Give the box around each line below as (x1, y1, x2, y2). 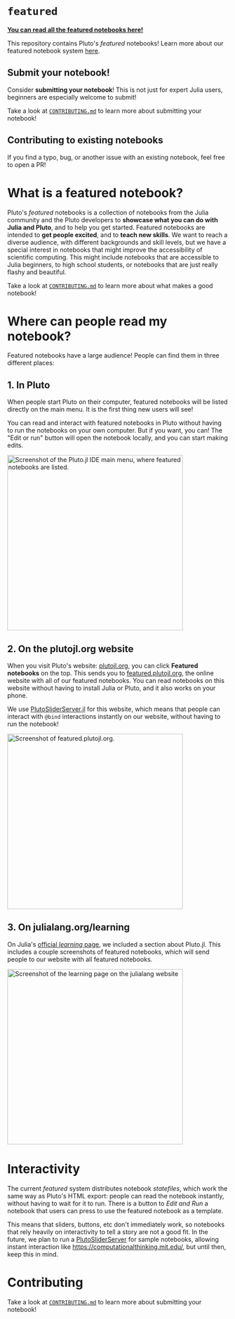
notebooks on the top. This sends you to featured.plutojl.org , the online (7, 669, 214, 677)
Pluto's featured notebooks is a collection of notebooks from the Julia (7, 208, 209, 217)
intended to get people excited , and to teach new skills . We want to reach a (7, 230, 228, 239)
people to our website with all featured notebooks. (7, 955, 153, 963)
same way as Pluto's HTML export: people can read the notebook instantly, (7, 1191, 224, 1200)
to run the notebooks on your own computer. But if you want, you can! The (7, 426, 223, 435)
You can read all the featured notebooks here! (7, 25, 144, 34)
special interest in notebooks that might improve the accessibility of (7, 245, 203, 254)
